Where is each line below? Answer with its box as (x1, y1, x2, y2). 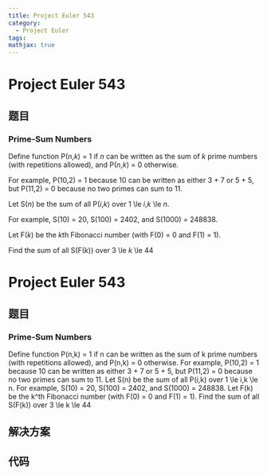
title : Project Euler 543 (8, 11, 94, 20)
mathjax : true (8, 41, 56, 49)
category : (8, 19, 41, 27)
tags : (8, 33, 26, 42)
